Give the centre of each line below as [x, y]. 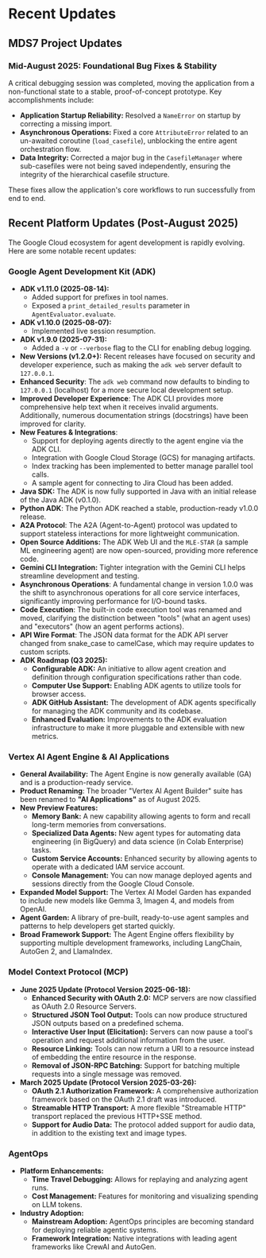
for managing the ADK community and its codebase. [117, 710]
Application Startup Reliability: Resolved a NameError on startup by [130, 115]
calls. [40, 474]
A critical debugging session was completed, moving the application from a [131, 83]
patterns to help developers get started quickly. [97, 926]
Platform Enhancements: [62, 1171]
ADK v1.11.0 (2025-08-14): [64, 288]
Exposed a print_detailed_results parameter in [111, 305]
